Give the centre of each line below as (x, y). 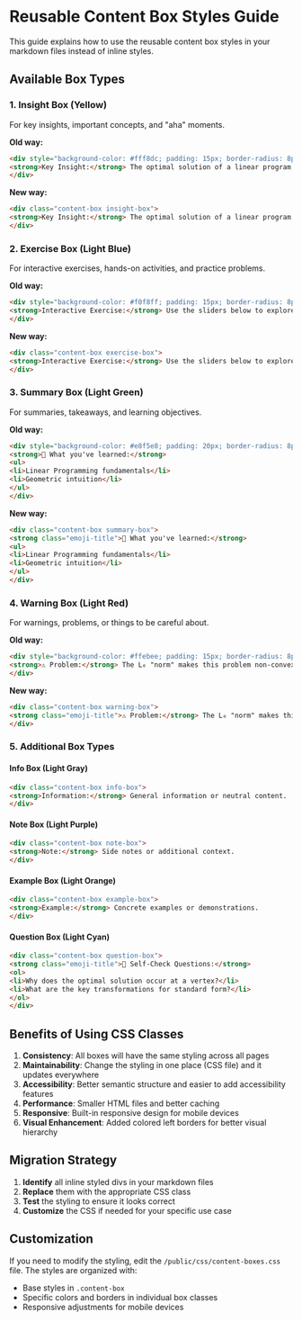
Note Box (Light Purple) (54, 824)
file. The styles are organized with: (73, 1270)
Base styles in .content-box (73, 1288)
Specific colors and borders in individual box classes (120, 1297)
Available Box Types (67, 80)
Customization (52, 1239)
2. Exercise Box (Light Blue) (71, 248)
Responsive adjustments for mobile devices (103, 1307)
